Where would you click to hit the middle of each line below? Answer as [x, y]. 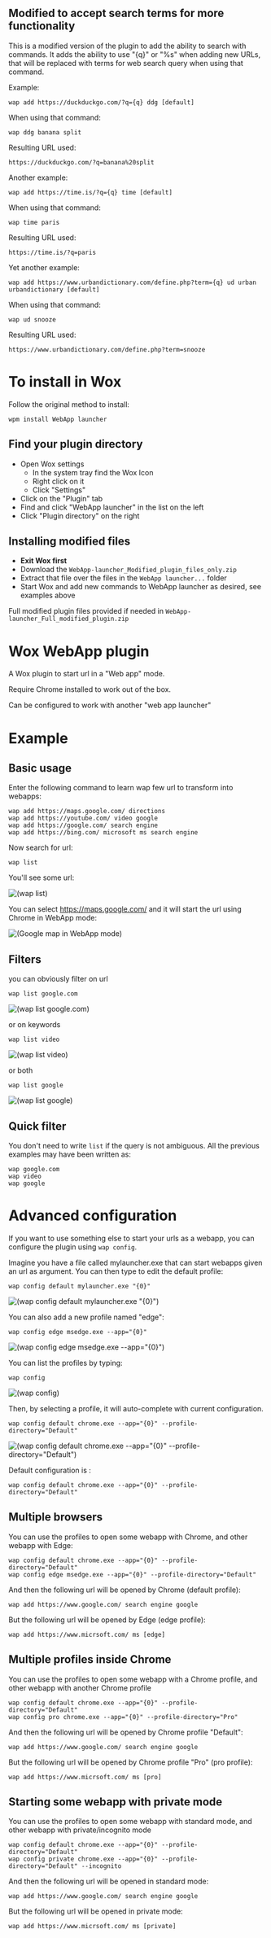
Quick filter [37, 1126]
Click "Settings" [59, 490]
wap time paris [34, 222]
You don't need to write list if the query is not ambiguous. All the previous [134, 1145]
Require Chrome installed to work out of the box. [90, 689]
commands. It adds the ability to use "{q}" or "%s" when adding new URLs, [135, 54]
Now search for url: [41, 848]
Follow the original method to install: [69, 404]
